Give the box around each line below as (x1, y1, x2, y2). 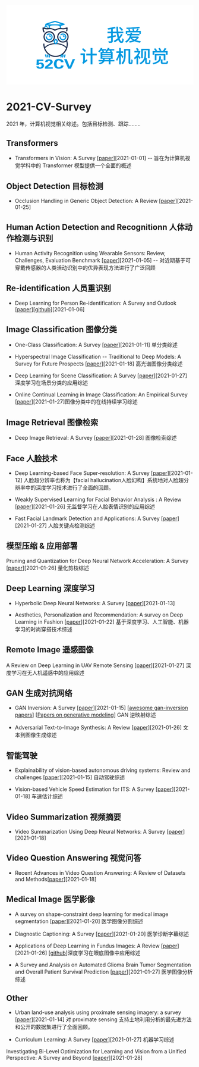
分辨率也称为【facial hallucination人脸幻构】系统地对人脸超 (39, 477, 184, 484)
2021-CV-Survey (6, 100, 92, 114)
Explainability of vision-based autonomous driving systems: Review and (14, 766, 191, 774)
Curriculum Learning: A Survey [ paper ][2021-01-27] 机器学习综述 (14, 1036, 175, 1043)
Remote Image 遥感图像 (6, 644, 94, 655)
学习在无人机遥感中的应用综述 (11, 669, 84, 676)
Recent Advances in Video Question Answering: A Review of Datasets (14, 869, 186, 876)
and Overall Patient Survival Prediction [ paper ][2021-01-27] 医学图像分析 (14, 968, 193, 975)
